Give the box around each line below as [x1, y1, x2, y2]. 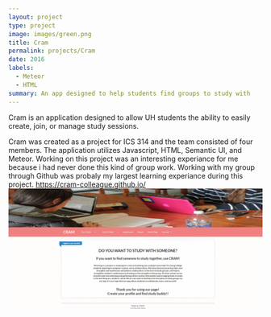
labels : [8, 64, 35, 72]
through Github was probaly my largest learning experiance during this [8, 171, 244, 180]
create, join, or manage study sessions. [8, 121, 140, 130]
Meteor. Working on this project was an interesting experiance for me [8, 154, 239, 163]
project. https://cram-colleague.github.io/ [8, 179, 147, 189]
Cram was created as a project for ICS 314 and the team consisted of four [8, 137, 253, 146]
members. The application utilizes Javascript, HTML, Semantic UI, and [8, 145, 242, 154]
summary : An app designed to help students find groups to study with [8, 89, 251, 97]
